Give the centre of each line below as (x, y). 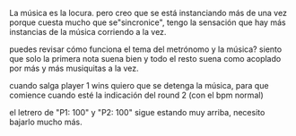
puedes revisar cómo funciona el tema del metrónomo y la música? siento (146, 49)
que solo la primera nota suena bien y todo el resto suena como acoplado (145, 59)
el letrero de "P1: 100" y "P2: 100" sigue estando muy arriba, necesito (137, 112)
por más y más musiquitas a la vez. (74, 68)
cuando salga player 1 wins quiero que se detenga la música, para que (139, 85)
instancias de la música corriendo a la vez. (88, 32)
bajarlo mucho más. (46, 122)
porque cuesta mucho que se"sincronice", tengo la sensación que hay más (148, 22)
